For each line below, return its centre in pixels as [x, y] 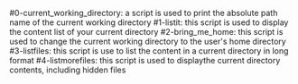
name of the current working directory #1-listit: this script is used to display [149, 22]
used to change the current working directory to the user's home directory [148, 41]
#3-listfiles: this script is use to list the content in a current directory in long [149, 51]
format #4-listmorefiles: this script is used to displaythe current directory [145, 60]
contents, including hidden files [68, 70]
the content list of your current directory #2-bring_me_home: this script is [146, 32]
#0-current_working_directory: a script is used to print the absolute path [144, 13]
